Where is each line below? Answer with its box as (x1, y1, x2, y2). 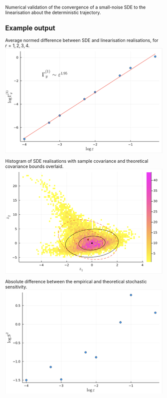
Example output (5, 24, 56, 32)
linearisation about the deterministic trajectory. (5, 9, 101, 15)
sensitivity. (5, 284, 27, 290)
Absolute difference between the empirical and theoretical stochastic (5, 279, 147, 285)
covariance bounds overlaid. (5, 163, 64, 169)
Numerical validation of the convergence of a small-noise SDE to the (5, 4, 146, 10)
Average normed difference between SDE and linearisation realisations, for (5, 37, 159, 43)
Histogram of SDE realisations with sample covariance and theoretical (5, 158, 149, 164)
